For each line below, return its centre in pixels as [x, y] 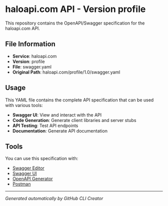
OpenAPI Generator [33, 179]
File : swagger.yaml [32, 66]
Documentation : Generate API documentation [60, 130]
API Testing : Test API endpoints [45, 125]
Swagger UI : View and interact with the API [57, 115]
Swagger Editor [28, 168]
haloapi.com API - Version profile [75, 9]
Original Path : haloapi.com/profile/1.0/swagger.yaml [66, 72]
